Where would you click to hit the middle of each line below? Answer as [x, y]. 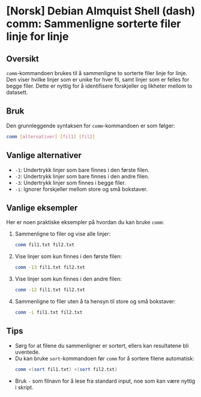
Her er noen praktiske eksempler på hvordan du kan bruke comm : [85, 222]
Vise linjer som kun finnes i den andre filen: [68, 279]
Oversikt [22, 59]
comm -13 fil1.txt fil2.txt [50, 268]
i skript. [24, 387]
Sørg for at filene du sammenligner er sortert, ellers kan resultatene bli [102, 345]
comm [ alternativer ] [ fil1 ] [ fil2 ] [51, 136]
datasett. [17, 92]
